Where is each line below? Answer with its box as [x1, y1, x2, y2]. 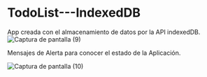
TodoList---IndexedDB [7, 5, 141, 21]
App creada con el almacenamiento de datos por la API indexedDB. [7, 28, 201, 36]
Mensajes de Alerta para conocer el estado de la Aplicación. [7, 49, 181, 57]
